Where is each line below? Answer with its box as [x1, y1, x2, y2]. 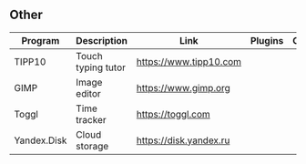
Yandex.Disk [14, 134, 67, 147]
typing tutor [76, 61, 126, 74]
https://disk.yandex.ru [136, 134, 230, 147]
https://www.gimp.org [136, 81, 230, 94]
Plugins [250, 34, 284, 46]
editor [76, 87, 102, 99]
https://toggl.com [136, 108, 211, 120]
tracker [76, 113, 107, 126]
